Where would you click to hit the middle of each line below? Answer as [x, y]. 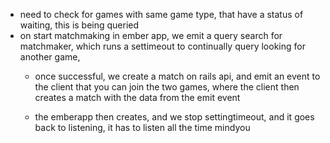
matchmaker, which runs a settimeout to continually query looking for [162, 46]
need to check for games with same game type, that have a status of [161, 14]
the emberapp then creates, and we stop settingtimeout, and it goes [174, 117]
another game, [50, 57]
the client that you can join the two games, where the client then [167, 87]
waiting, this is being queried [79, 25]
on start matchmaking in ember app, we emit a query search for [151, 35]
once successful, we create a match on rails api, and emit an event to [177, 76]
